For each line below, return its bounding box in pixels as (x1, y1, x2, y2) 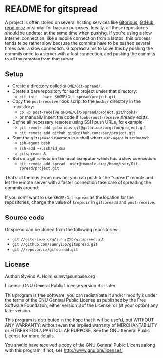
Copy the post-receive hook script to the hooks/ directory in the (12, 99, 141, 104)
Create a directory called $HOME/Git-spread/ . (12, 83, 102, 89)
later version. (5, 308, 32, 314)
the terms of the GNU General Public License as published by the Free (5, 298, 146, 303)
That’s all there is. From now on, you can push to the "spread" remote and (5, 174, 154, 180)
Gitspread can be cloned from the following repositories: (5, 226, 119, 232)
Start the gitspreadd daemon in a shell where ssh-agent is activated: (12, 135, 150, 140)
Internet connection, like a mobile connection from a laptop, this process (5, 35, 151, 41)
